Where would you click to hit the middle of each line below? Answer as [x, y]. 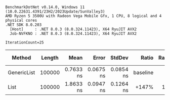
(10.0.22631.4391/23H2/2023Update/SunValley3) [55, 12]
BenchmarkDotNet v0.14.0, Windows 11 [45, 7]
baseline [143, 72]
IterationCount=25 [25, 42]
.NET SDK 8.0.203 [24, 25]
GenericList [22, 72]
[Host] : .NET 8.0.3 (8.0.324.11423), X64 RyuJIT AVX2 [73, 29]
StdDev [120, 58]
